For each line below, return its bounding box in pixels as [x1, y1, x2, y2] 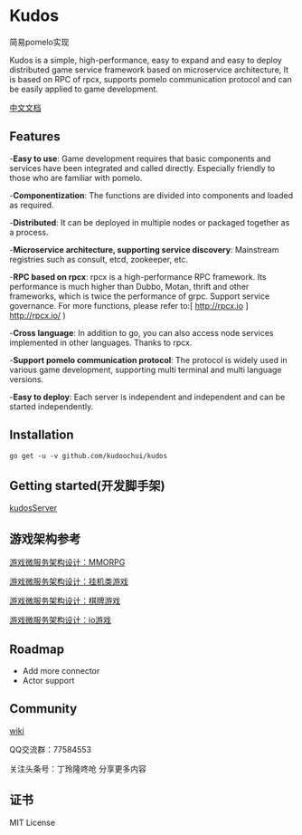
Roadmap [9, 641, 65, 657]
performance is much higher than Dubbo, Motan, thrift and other [9, 281, 250, 292]
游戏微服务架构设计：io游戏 [9, 615, 111, 626]
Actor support [22, 676, 75, 686]
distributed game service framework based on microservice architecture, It [9, 64, 289, 75]
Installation [9, 427, 74, 443]
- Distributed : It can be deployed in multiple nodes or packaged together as [9, 216, 290, 227]
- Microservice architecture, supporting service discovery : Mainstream [9, 244, 279, 254]
